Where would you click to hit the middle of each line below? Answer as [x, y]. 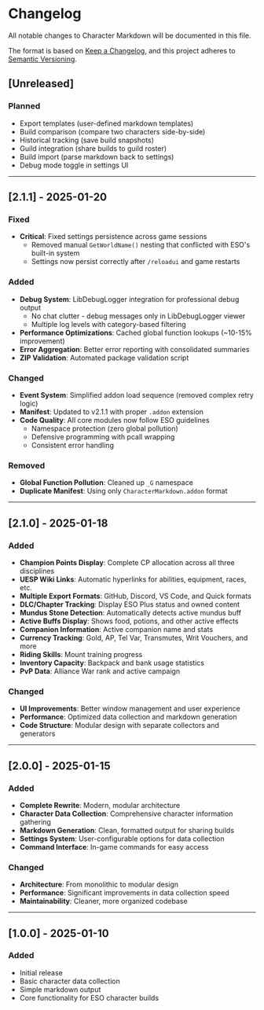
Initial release [41, 972]
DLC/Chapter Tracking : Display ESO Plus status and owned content [130, 604]
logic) [29, 403]
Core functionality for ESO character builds [89, 997]
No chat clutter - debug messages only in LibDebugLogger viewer [138, 316]
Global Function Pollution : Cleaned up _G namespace [106, 483]
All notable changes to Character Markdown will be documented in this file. [130, 35]
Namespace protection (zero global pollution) [104, 428]
